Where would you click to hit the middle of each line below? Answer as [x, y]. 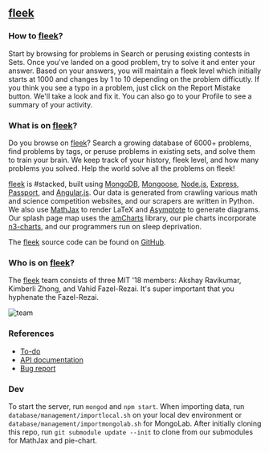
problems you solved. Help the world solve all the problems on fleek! [122, 168]
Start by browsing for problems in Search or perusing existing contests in [129, 53]
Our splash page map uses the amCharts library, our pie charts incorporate [132, 218]
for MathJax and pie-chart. [53, 440]
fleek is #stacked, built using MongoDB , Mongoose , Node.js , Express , [124, 184]
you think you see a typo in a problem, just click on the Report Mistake [124, 87]
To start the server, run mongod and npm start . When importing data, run [126, 406]
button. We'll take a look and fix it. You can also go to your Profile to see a [130, 96]
